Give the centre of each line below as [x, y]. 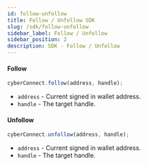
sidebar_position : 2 [37, 40]
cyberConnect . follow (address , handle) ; [65, 83]
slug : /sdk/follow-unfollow [48, 27]
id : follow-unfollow [37, 14]
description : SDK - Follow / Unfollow [64, 46]
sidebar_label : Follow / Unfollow [58, 33]
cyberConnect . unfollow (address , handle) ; [68, 135]
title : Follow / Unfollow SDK [51, 20]
